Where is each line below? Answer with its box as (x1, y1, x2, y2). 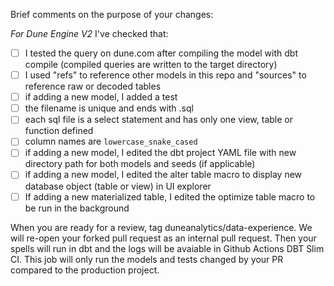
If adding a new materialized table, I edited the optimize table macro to (24, 190, 316, 203)
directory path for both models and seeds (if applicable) (24, 158, 256, 170)
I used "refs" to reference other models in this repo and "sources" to (24, 69, 307, 81)
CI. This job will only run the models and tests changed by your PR (10, 253, 284, 265)
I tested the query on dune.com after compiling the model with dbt (24, 47, 298, 59)
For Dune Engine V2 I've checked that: (10, 28, 169, 39)
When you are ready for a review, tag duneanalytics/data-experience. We (10, 221, 313, 233)
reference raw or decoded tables (24, 80, 162, 93)
